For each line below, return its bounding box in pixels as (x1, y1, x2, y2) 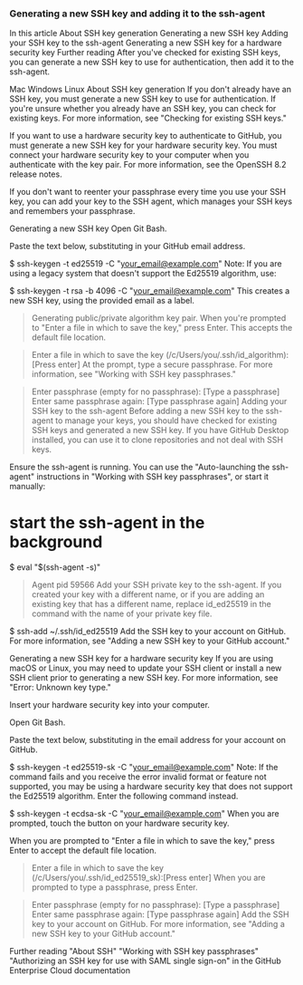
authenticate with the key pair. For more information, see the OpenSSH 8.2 (9, 159, 287, 170)
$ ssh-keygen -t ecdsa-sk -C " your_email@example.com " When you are (9, 808, 279, 819)
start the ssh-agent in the (9, 513, 205, 533)
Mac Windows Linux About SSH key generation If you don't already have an (9, 84, 292, 95)
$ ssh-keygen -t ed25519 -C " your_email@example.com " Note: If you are (9, 258, 282, 269)
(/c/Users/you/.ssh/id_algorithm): (166, 350, 289, 361)
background (9, 532, 103, 553)
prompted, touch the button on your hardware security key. (9, 818, 230, 829)
